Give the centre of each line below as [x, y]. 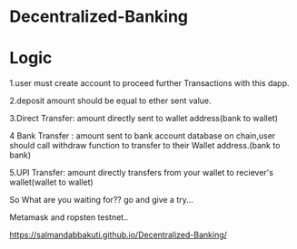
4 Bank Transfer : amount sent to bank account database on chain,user [143, 136]
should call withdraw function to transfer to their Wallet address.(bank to [145, 146]
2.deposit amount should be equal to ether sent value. [110, 101]
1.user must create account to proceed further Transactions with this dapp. [149, 83]
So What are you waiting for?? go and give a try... [101, 200]
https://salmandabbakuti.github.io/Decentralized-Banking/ [118, 235]
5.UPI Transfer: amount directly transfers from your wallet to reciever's [142, 173]
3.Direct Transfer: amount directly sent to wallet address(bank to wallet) [144, 119]
